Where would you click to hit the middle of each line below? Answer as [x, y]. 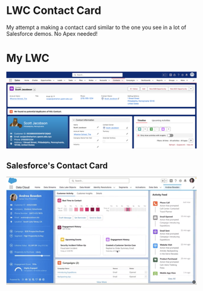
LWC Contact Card [54, 11]
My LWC [28, 58]
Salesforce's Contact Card [57, 165]
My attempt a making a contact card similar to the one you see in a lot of [96, 27]
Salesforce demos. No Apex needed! [52, 33]
